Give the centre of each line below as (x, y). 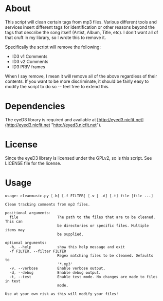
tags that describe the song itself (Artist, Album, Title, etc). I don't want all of (81, 32)
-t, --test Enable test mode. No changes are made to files (84, 277)
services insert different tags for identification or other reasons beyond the (80, 27)
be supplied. (70, 234)
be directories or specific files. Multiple (103, 226)
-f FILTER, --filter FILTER (38, 251)
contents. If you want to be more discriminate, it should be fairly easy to (77, 81)
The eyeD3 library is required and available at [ (52, 119)
